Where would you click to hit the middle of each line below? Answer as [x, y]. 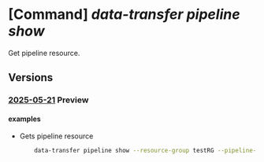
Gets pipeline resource [56, 136]
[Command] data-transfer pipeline [124, 15]
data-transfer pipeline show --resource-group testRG [124, 151]
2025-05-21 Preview [48, 100]
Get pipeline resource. [44, 53]
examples [24, 119]
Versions [31, 77]
